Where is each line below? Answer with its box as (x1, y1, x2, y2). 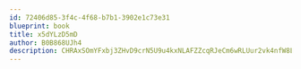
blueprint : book (9, 22, 70, 30)
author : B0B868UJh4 (9, 38, 82, 47)
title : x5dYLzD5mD (9, 30, 78, 39)
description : (9, 47, 58, 56)
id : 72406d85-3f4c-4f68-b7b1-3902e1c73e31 (9, 13, 170, 22)
